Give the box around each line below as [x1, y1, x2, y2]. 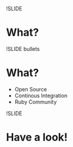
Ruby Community [14, 98, 57, 106]
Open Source [14, 85, 47, 92]
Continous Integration [14, 92, 68, 99]
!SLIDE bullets [6, 45, 40, 52]
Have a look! [6, 130, 68, 144]
